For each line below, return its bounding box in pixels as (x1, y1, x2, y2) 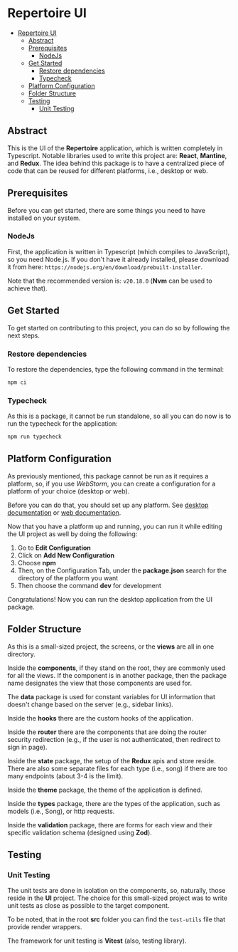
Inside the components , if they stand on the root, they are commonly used (7, 664, 226, 672)
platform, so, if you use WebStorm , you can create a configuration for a (7, 479, 216, 488)
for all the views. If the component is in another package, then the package (7, 671, 227, 679)
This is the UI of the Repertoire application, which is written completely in (7, 144, 223, 152)
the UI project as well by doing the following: (7, 529, 138, 538)
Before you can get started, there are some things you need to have (7, 206, 206, 214)
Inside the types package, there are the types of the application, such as (7, 799, 220, 807)
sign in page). (7, 743, 48, 751)
